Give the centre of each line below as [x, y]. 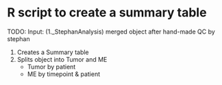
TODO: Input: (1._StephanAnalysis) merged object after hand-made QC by [111, 32]
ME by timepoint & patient [64, 74]
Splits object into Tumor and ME [62, 59]
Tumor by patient [51, 66]
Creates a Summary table [53, 52]
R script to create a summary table [107, 13]
